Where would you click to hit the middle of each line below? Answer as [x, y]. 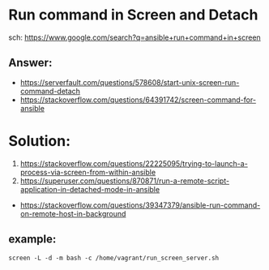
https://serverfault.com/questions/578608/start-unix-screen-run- [130, 82]
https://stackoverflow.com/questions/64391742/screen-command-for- [138, 100]
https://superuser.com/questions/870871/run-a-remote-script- [124, 181]
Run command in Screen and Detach [133, 15]
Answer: [30, 63]
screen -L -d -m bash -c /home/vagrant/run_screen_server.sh [114, 258]
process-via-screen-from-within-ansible [88, 172]
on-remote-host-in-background [73, 213]
